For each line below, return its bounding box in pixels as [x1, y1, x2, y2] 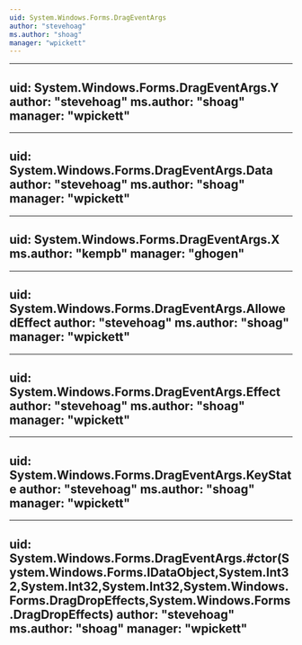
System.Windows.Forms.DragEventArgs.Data [9, 163, 273, 178]
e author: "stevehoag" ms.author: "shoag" [9, 481, 255, 497]
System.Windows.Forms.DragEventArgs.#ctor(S [9, 551, 290, 566]
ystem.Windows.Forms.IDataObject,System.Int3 [9, 564, 289, 580]
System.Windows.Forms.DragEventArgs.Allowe [9, 301, 286, 317]
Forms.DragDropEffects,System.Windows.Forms [9, 593, 291, 608]
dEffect [9, 316, 51, 331]
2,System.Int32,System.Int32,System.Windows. [9, 578, 289, 594]
